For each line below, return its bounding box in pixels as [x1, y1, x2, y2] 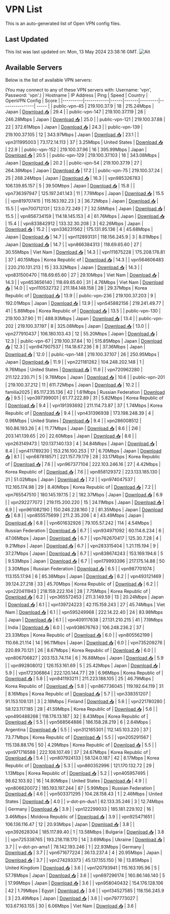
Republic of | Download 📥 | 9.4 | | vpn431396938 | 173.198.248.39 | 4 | [5, 410, 154, 416]
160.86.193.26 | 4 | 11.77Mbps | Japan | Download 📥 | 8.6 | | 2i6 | [5, 425, 141, 431]
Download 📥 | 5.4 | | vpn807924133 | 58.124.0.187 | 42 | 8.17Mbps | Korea [5, 754, 160, 761]
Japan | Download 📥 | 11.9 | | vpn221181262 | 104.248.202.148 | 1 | [5, 359, 145, 365]
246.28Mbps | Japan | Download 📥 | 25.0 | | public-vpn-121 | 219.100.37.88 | [5, 116, 165, 122]
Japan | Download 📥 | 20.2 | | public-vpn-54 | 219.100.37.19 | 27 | [5, 160, 142, 166]
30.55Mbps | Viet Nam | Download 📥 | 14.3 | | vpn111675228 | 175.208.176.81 [5, 249, 165, 255]
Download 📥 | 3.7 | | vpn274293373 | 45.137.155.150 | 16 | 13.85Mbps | [5, 857, 152, 863]
